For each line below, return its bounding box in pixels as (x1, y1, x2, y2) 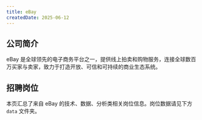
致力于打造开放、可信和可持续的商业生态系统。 (43, 63, 161, 70)
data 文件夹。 (6, 107, 41, 115)
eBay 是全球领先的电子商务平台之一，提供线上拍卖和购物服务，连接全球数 (6, 56, 191, 63)
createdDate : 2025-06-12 (6, 15, 69, 21)
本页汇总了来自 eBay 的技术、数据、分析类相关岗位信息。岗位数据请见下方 (6, 100, 193, 107)
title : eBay (6, 8, 37, 15)
